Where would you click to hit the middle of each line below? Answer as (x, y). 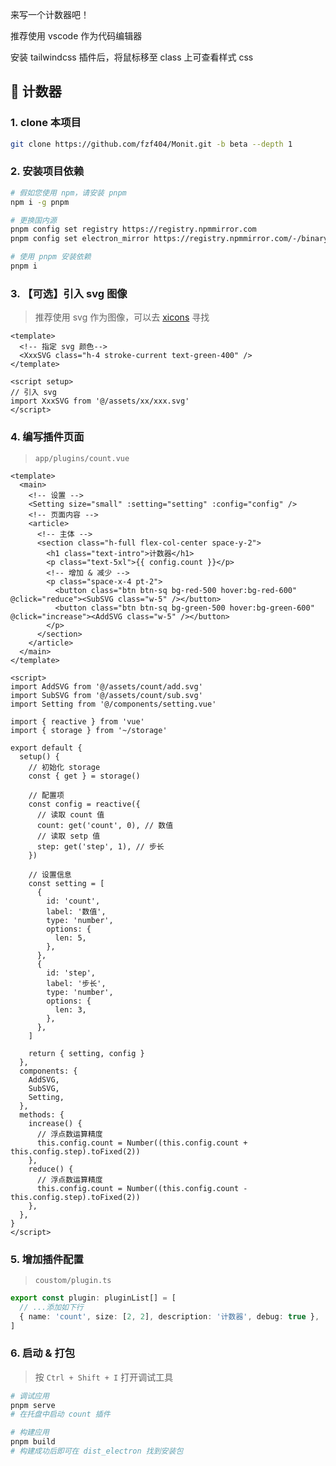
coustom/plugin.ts (73, 1280)
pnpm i (24, 266)
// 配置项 (46, 795)
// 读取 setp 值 (68, 836)
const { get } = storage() (84, 776)
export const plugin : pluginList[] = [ (93, 1298)
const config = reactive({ (84, 804)
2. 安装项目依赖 (47, 171)
